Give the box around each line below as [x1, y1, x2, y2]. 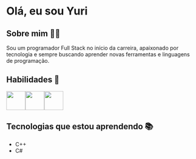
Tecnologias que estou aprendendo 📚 [6, 122, 154, 132]
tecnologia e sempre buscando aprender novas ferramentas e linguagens [6, 51, 190, 58]
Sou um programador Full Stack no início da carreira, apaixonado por [6, 44, 179, 51]
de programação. [6, 57, 50, 64]
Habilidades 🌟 [6, 74, 59, 85]
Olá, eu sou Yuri [6, 4, 88, 18]
